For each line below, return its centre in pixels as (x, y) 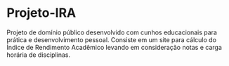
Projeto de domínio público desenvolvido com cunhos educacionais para (112, 32)
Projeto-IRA (41, 13)
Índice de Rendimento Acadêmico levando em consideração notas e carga (115, 47)
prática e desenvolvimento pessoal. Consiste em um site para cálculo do (112, 39)
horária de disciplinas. (39, 55)
